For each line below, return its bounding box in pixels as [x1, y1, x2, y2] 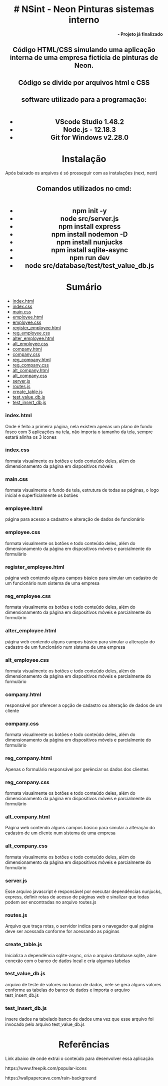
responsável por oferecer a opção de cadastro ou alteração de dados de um [5, 702, 162, 708]
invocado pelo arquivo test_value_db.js [5, 1021, 85, 1027]
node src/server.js [60, 215, 119, 223]
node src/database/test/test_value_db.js [24, 262, 154, 270]
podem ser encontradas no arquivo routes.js [5, 899, 96, 905]
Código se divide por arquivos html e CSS [18, 78, 150, 87]
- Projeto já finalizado [117, 31, 163, 37]
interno [68, 14, 99, 26]
